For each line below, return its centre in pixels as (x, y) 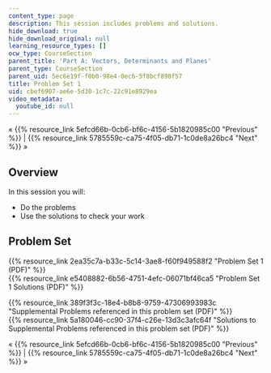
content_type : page (41, 16)
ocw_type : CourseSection (50, 54)
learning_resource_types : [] (57, 46)
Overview (34, 172)
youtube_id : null (45, 106)
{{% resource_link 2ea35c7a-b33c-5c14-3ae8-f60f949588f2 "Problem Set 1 (136, 261)
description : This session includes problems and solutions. (114, 24)
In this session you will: (47, 191)
